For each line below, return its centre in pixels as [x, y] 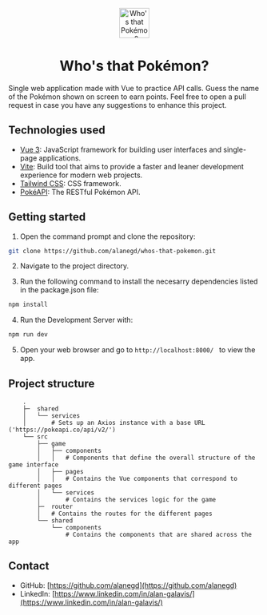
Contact [29, 566]
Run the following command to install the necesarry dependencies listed [139, 282]
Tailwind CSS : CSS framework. [70, 183]
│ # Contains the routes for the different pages [125, 514]
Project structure [52, 383]
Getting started [47, 217]
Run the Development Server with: [76, 320]
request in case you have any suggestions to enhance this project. [118, 105]
